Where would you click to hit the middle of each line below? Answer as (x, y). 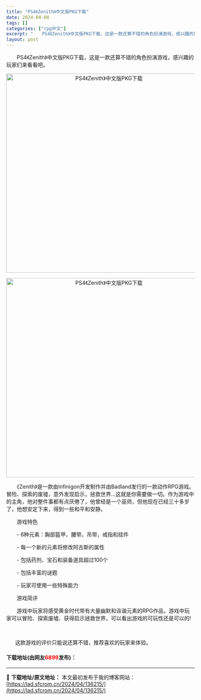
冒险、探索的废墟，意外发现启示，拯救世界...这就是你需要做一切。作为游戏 (98, 494)
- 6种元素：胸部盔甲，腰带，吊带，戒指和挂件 (73, 534)
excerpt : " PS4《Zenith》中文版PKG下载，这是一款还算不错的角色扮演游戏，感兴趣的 (100, 34)
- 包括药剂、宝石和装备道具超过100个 (62, 560)
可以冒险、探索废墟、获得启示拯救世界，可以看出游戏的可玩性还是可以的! (101, 618)
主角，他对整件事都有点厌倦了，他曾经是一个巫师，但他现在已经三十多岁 (100, 501)
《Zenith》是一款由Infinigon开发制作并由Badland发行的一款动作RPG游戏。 (105, 486)
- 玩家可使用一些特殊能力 (48, 585)
